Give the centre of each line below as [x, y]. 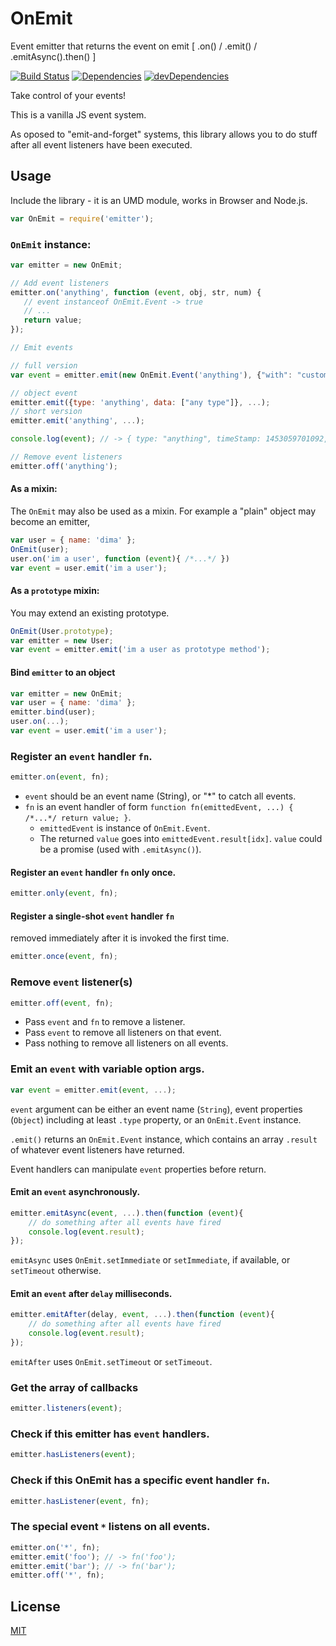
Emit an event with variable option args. [107, 1069]
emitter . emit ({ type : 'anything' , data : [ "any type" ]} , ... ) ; [140, 402]
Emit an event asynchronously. [75, 1192]
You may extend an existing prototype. [90, 613]
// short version [46, 412]
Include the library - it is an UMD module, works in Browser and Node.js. [159, 200]
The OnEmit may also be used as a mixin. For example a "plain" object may [163, 511]
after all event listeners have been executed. [101, 144]
